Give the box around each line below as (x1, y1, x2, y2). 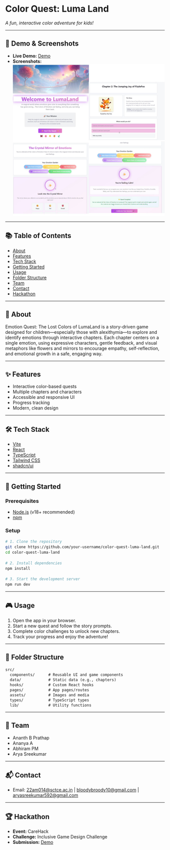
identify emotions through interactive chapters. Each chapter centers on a (5, 334, 159, 341)
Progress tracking (12, 399, 50, 406)
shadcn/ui (12, 463, 34, 469)
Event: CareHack (12, 828, 49, 835)
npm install (5, 566, 30, 571)
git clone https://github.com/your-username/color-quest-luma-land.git (5, 545, 159, 550)
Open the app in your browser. (12, 617, 76, 623)
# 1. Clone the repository (5, 539, 62, 545)
